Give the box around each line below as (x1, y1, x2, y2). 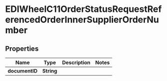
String (42, 68, 57, 74)
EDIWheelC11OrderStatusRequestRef (5, 3, 162, 15)
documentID (7, 68, 38, 74)
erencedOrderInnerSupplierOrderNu (5, 14, 160, 25)
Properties (5, 44, 39, 53)
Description (62, 59, 91, 66)
